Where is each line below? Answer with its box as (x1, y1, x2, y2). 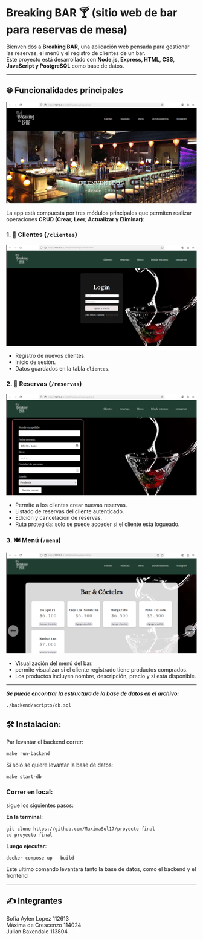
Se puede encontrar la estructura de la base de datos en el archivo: (6, 690, 179, 697)
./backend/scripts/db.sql (6, 702, 71, 708)
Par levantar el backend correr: (6, 738, 83, 745)
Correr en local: (6, 788, 53, 796)
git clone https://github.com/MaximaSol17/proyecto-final (6, 826, 155, 832)
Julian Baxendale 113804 (6, 927, 68, 935)
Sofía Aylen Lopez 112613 (6, 915, 69, 922)
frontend (6, 872, 28, 879)
